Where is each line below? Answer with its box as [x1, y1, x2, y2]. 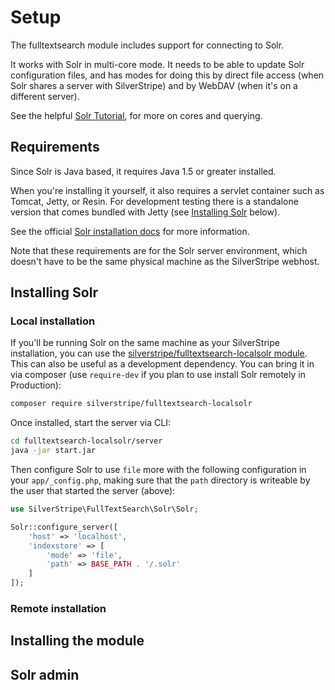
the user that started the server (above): [10, 485, 176, 497]
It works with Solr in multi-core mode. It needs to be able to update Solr [10, 58, 305, 70]
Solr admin [10, 666, 80, 683]
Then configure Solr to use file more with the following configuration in [10, 464, 307, 476]
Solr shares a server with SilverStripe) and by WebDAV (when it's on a [10, 79, 298, 91]
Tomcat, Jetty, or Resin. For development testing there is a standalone [10, 195, 299, 207]
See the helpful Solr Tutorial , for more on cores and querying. [10, 109, 263, 121]
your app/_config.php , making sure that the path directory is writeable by [10, 474, 311, 486]
